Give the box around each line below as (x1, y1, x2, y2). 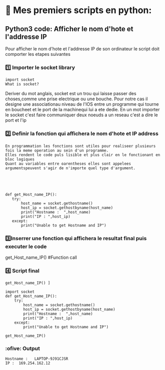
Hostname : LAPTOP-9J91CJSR (5, 356, 69, 361)
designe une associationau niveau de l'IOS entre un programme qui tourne (5, 101, 159, 107)
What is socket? (5, 82, 39, 87)
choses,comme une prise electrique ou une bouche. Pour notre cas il (5, 96, 148, 102)
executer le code (5, 243, 47, 250)
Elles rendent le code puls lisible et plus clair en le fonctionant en (5, 152, 160, 158)
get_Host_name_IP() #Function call (5, 254, 77, 260)
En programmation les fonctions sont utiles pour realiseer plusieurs (5, 143, 156, 149)
